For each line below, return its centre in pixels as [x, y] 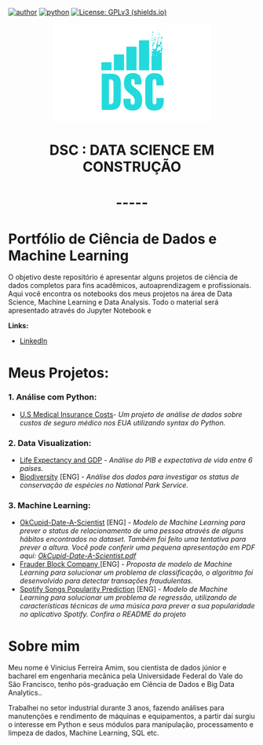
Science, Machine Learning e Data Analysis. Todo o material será [113, 302]
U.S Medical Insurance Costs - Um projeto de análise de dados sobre [131, 414]
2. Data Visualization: [50, 443]
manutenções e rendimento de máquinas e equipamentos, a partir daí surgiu [131, 716]
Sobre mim [44, 646]
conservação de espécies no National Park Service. [104, 485]
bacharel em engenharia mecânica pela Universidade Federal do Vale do [126, 676]
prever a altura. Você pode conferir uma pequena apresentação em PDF [137, 548]
